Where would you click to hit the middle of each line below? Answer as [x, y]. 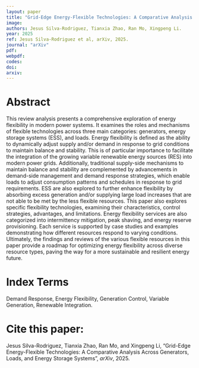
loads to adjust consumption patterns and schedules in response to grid [94, 182]
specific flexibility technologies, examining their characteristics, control [93, 208]
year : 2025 [20, 34]
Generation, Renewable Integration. [50, 305]
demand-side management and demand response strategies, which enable [98, 176]
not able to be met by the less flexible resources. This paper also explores [97, 201]
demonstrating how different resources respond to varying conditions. [92, 233]
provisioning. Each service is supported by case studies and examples [92, 227]
